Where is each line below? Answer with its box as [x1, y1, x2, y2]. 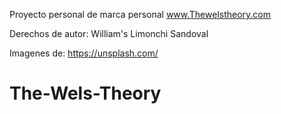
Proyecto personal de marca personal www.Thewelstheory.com [9, 9, 272, 20]
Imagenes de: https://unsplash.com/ [9, 47, 159, 59]
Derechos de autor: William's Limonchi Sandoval [9, 28, 209, 39]
